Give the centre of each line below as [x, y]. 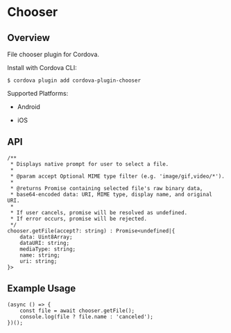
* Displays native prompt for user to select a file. [89, 164]
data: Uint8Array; [46, 237]
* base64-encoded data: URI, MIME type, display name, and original [111, 194]
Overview [29, 38]
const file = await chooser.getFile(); [77, 310]
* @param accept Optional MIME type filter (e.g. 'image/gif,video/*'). [118, 176]
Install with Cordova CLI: [42, 68]
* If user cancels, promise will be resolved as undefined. [99, 212]
